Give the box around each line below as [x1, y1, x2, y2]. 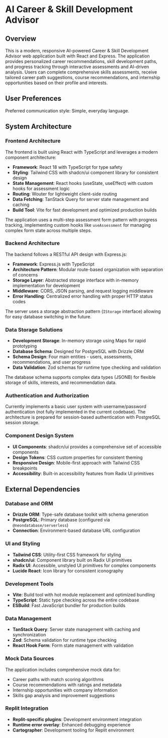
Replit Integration [5, 705, 49, 712]
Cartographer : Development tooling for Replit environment [12, 727, 134, 733]
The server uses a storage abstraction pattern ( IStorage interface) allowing [5, 308, 161, 314]
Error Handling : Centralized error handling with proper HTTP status [12, 293, 152, 299]
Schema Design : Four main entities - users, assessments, [12, 354, 133, 360]
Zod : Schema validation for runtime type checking [12, 637, 117, 643]
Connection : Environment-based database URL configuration [12, 527, 140, 533]
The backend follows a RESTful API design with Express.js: [5, 251, 127, 257]
